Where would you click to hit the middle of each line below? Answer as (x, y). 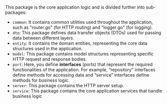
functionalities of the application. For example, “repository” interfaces (84, 70)
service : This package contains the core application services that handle (87, 91)
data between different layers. (43, 38)
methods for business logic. (41, 80)
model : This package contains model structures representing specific (83, 54)
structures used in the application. (48, 49)
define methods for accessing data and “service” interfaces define (81, 75)
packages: (16, 12)
